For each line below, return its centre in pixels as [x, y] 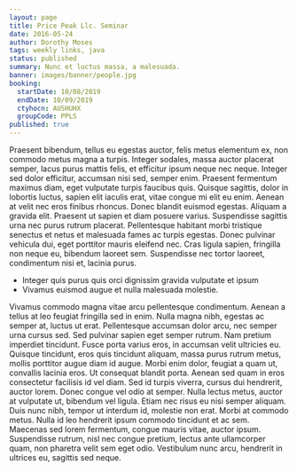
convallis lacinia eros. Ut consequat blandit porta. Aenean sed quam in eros [147, 373]
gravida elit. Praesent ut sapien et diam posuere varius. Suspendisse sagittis [148, 216]
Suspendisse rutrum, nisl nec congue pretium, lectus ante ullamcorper [137, 439]
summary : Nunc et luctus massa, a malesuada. [94, 67]
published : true [39, 125]
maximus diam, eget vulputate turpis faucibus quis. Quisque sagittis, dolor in [149, 188]
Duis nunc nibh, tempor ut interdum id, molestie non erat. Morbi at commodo [149, 410]
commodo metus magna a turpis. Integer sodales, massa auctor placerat [142, 159]
